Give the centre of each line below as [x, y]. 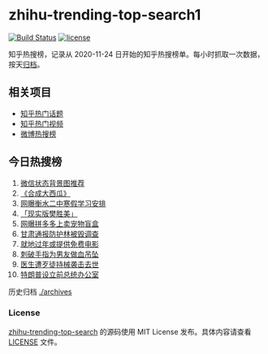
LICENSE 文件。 [35, 342]
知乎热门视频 [41, 123]
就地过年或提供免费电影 [59, 244]
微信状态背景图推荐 [52, 183]
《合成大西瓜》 [45, 193]
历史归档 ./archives [40, 291]
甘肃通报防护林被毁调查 [59, 234]
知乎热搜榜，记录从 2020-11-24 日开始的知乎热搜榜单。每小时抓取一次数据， [136, 54]
